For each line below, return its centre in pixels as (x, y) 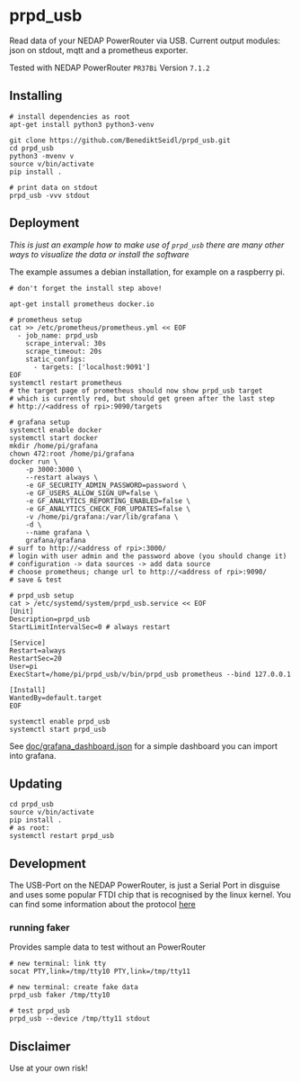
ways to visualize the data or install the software (99, 254)
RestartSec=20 (36, 658)
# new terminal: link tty (57, 964)
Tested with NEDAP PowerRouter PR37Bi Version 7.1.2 (110, 68)
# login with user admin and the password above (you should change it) (148, 556)
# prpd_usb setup (42, 595)
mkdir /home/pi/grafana (54, 446)
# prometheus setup (46, 320)
